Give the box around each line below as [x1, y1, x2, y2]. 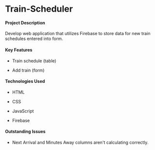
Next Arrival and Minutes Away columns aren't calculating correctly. [12, 140, 149, 145]
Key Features [5, 47, 33, 53]
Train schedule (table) [12, 57, 57, 64]
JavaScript [12, 108, 34, 114]
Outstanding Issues [5, 129, 46, 134]
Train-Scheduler [5, 3, 73, 15]
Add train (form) [12, 67, 45, 73]
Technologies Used [5, 78, 45, 84]
